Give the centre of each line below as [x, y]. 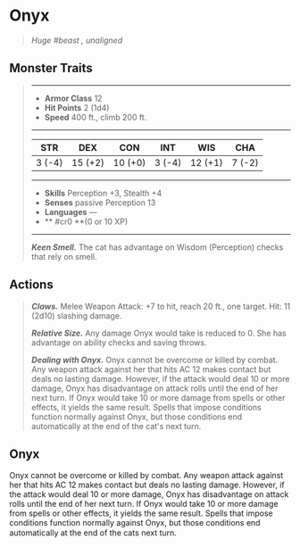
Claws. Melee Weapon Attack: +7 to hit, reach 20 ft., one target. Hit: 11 [161, 306]
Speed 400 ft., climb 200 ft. [96, 117]
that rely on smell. [64, 256]
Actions [31, 285]
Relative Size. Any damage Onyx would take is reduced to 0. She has [159, 333]
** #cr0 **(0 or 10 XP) [86, 221]
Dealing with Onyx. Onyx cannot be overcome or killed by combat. [154, 360]
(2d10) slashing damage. [76, 315]
